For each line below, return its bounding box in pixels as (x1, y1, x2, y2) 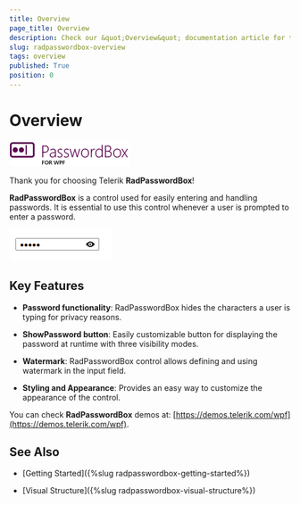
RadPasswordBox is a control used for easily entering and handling (9, 192, 258, 203)
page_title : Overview (9, 23, 90, 33)
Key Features (9, 278, 85, 294)
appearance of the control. (21, 392, 121, 402)
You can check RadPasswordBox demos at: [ (9, 409, 177, 419)
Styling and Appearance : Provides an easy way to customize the (21, 382, 263, 393)
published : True (9, 62, 70, 70)
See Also (9, 444, 60, 459)
